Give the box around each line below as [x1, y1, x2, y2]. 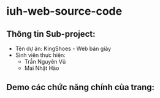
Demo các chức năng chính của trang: [6, 82, 155, 92]
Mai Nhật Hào [24, 64, 59, 72]
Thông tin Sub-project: [6, 29, 96, 39]
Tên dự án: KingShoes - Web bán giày [15, 45, 112, 52]
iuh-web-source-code [6, 4, 123, 18]
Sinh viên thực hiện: [15, 51, 66, 59]
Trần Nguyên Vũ [24, 58, 66, 65]
